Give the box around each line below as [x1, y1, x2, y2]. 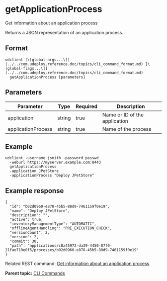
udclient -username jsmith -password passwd [5, 156, 99, 161]
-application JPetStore [9, 169, 59, 174]
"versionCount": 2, [9, 230, 50, 235]
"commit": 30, [9, 239, 39, 244]
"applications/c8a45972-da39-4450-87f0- [27, 243, 112, 248]
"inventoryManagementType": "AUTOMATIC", [9, 221, 97, 227]
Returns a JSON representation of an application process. [5, 29, 123, 35]
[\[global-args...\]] [25, 57, 70, 62]
